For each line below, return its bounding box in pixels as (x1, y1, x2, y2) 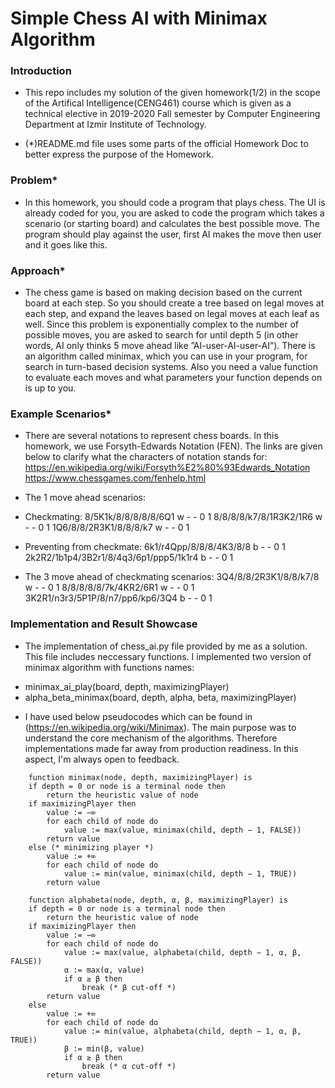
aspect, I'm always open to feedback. (24, 753, 180, 765)
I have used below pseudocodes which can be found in (24, 710, 253, 722)
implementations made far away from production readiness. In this (24, 742, 299, 754)
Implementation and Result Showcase (10, 617, 198, 631)
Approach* (10, 263, 66, 277)
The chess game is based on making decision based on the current (24, 287, 303, 299)
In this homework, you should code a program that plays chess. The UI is (24, 196, 326, 208)
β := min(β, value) (63, 1043, 145, 1054)
